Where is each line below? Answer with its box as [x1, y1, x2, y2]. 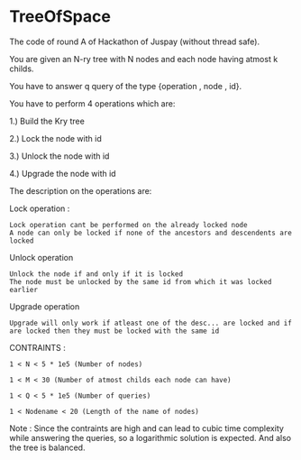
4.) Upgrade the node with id [9, 168, 116, 179]
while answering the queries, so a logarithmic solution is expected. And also [9, 432, 291, 443]
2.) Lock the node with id [9, 133, 102, 143]
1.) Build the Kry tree [9, 115, 86, 126]
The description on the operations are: [9, 185, 152, 196]
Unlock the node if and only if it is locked [9, 269, 183, 279]
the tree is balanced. [9, 442, 86, 453]
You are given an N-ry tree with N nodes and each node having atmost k [9, 53, 278, 64]
